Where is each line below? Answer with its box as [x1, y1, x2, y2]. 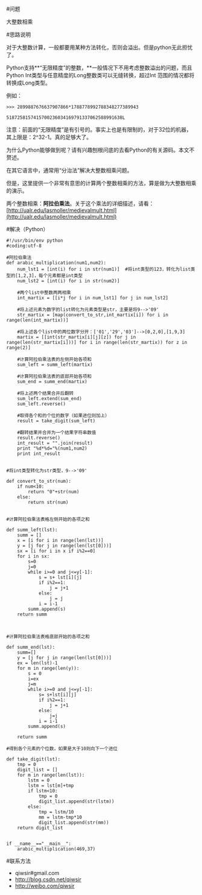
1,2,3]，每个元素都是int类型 [17, 273, 83, 279]
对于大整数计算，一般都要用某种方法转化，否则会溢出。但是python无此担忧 [6, 44, 193, 51]
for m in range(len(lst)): [17, 772, 85, 778]
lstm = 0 [28, 777, 50, 783]
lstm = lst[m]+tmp [28, 783, 74, 789]
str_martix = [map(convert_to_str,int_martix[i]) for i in [17, 312, 169, 318]
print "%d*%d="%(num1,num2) [17, 445, 87, 451]
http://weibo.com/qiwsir [14, 882, 75, 889]
